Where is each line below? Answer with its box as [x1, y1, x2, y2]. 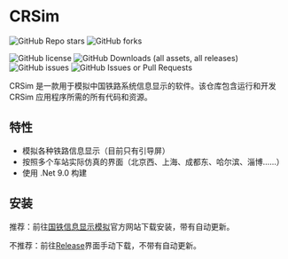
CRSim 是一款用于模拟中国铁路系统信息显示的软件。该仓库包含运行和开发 [9, 80, 276, 90]
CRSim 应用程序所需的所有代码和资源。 [9, 91, 152, 102]
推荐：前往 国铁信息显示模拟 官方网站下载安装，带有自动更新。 [9, 221, 235, 232]
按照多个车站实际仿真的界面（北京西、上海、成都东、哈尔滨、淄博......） [21, 156, 284, 167]
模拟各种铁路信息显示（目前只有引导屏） [21, 145, 170, 156]
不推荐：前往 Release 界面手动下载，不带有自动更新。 [9, 239, 202, 250]
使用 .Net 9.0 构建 [21, 167, 87, 178]
